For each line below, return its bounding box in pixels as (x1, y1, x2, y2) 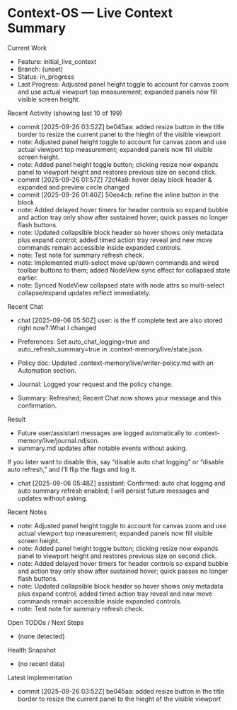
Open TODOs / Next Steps (7, 618, 84, 626)
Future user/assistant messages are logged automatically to (17, 428, 192, 437)
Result (7, 415, 26, 423)
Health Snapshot (7, 645, 57, 654)
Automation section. (17, 366, 76, 374)
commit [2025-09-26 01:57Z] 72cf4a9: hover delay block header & (17, 175, 212, 184)
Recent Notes (7, 508, 47, 516)
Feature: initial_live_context (17, 57, 97, 65)
